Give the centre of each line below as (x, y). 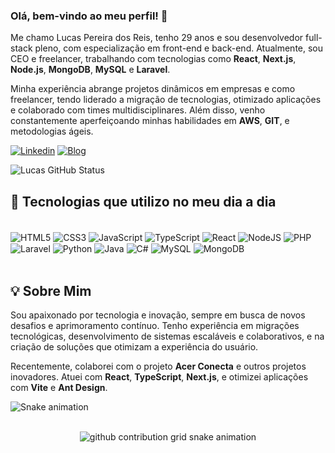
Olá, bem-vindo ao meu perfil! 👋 (89, 16)
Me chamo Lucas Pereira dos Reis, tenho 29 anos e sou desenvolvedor (157, 38)
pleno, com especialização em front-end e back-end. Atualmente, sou (179, 48)
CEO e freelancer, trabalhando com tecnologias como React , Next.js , (153, 59)
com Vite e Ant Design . (59, 388)
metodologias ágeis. (52, 131)
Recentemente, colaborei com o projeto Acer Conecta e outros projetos (158, 366)
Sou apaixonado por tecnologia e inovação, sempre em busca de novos (158, 315)
